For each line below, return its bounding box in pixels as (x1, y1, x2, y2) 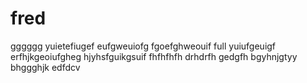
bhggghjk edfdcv (10, 61, 81, 73)
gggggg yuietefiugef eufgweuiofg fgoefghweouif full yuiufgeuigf (10, 40, 277, 52)
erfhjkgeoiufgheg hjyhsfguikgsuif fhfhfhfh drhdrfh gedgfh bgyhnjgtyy (10, 50, 298, 62)
